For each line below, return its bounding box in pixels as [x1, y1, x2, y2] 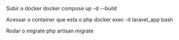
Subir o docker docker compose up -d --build [6, 5, 117, 12]
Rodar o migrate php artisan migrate [6, 27, 94, 34]
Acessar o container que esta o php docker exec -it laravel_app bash [6, 16, 174, 23]
